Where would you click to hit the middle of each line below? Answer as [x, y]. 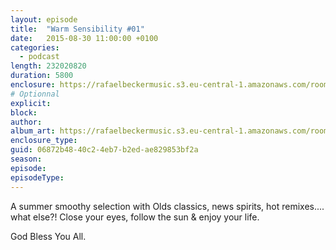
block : [24, 112]
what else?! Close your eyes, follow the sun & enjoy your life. [135, 217]
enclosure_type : [44, 141]
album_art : [33, 131]
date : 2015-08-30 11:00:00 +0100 [84, 38]
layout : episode [44, 19]
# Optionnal [35, 94]
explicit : [31, 103]
